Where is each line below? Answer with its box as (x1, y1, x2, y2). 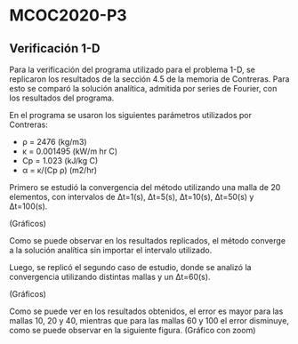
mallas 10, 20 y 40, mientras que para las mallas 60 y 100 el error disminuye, (9, 316, 289, 325)
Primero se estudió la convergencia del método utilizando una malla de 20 (9, 182, 281, 192)
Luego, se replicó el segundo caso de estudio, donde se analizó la (9, 262, 252, 272)
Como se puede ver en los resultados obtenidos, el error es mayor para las (9, 306, 284, 316)
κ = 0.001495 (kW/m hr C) (21, 146, 118, 156)
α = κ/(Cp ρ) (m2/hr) (21, 165, 98, 175)
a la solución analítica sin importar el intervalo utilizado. (9, 245, 213, 255)
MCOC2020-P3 (9, 5, 127, 26)
